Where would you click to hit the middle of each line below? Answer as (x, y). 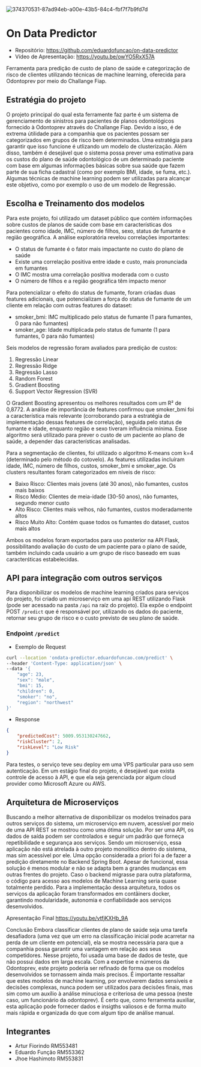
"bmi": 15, (31, 686)
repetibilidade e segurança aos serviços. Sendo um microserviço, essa (94, 842)
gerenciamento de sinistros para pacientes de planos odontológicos (90, 121)
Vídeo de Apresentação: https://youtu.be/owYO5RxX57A (85, 57)
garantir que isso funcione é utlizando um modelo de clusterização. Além (97, 146)
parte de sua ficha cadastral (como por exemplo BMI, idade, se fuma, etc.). (99, 172)
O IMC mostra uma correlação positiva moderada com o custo (92, 274)
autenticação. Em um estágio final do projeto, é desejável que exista (91, 771)
